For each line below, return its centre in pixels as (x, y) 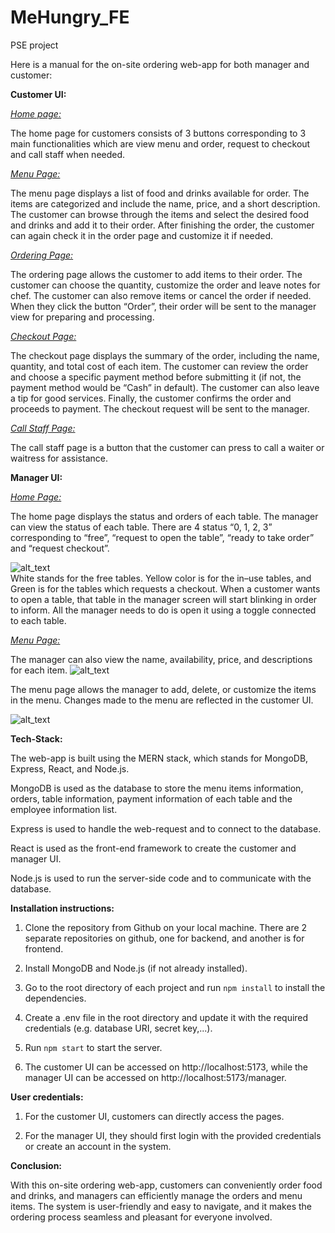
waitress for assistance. (59, 458)
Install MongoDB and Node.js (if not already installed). (136, 968)
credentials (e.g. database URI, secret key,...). (118, 1028)
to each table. (38, 620)
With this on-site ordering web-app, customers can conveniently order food (166, 1185)
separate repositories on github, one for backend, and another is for (164, 938)
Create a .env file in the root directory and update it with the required (166, 1017)
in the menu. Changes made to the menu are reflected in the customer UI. (162, 700)
